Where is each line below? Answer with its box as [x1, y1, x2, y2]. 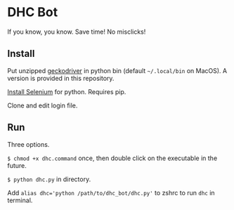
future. [7, 161, 27, 169]
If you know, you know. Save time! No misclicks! [7, 27, 146, 36]
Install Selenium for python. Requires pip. [7, 87, 126, 96]
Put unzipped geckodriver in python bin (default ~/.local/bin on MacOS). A [7, 66, 227, 74]
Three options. [7, 140, 50, 148]
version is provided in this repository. [7, 74, 115, 82]
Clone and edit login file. [7, 101, 78, 110]
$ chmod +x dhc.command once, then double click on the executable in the [7, 154, 218, 162]
